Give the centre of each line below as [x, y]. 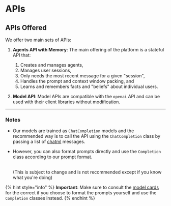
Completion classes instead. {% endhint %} [50, 198]
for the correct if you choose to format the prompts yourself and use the [81, 193]
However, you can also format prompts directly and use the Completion [87, 152]
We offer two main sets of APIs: [38, 40]
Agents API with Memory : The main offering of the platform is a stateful [88, 50]
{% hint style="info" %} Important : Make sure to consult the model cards [82, 187]
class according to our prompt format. [52, 157]
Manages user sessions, [46, 70]
